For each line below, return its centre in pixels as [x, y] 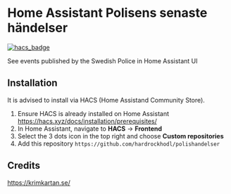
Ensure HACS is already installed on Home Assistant [93, 113]
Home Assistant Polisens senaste [107, 13]
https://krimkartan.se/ [39, 182]
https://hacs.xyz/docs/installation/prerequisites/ [87, 121]
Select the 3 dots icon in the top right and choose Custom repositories [120, 136]
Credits [24, 166]
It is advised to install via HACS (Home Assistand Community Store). [106, 100]
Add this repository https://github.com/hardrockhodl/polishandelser [119, 143]
